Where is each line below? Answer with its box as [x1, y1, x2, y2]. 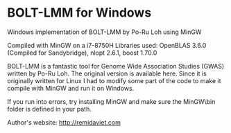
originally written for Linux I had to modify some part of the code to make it [7, 76, 221, 85]
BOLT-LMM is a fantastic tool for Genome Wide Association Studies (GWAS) [7, 62, 225, 70]
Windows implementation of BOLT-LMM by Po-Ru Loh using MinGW [7, 28, 203, 36]
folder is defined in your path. [7, 105, 92, 113]
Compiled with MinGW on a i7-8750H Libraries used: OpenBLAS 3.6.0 [7, 41, 207, 49]
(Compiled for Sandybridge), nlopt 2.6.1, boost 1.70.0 [7, 48, 157, 57]
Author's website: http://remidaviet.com [7, 118, 121, 126]
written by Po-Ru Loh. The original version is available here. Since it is [7, 69, 207, 78]
